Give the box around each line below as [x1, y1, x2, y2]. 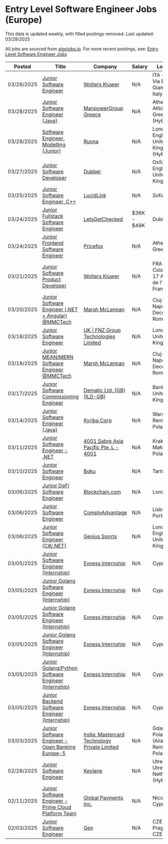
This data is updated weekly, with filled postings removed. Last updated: [5, 31, 154, 37]
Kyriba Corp [83, 417, 112, 424]
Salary [131, 63, 148, 70]
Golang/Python [42, 664, 78, 671]
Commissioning [42, 393, 79, 400]
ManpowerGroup [83, 104, 123, 111]
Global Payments [83, 794, 123, 801]
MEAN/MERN [42, 354, 73, 361]
